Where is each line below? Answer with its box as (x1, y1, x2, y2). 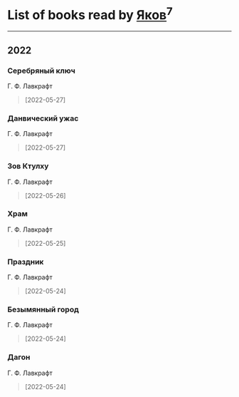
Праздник (7, 257, 44, 267)
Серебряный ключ (7, 66, 76, 76)
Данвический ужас (7, 113, 79, 123)
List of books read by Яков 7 (7, 4, 173, 24)
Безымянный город (7, 304, 80, 314)
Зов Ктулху (7, 161, 49, 171)
